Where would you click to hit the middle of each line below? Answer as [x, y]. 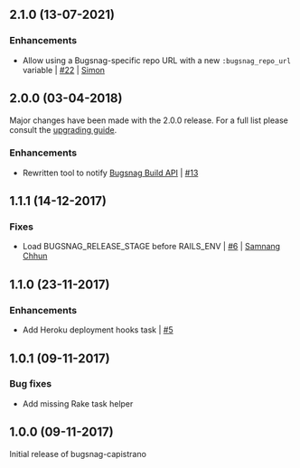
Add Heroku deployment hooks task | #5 [98, 330]
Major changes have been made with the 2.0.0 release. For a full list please [149, 120]
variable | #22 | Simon [64, 70]
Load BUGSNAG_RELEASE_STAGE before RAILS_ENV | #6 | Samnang [151, 247]
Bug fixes [31, 384]
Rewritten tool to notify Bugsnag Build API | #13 [110, 173]
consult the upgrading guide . [63, 129]
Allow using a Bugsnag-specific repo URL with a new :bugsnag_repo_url [157, 60]
